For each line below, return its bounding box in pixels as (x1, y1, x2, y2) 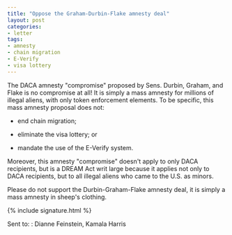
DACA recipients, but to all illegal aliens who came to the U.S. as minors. (7, 172, 214, 180)
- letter (7, 29, 33, 37)
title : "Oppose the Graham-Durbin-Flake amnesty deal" (7, 10, 170, 17)
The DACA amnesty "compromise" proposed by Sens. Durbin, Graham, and (7, 81, 224, 89)
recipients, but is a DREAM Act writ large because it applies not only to (7, 164, 210, 172)
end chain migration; (17, 116, 77, 125)
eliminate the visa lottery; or (17, 130, 98, 138)
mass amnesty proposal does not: (7, 103, 105, 111)
